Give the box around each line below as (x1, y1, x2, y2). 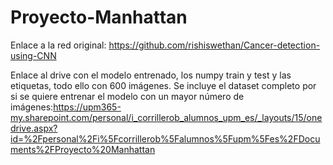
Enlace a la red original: (10, 39, 107, 51)
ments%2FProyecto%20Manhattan (10, 143, 156, 155)
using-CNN (10, 49, 57, 61)
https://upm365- (53, 101, 122, 113)
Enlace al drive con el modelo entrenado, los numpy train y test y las (10, 69, 292, 81)
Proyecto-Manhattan (10, 6, 188, 29)
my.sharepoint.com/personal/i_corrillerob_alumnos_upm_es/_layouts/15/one (10, 111, 323, 123)
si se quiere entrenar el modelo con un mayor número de (10, 90, 245, 102)
